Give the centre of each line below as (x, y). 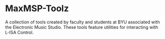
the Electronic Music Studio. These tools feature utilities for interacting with (82, 27)
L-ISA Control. (19, 32)
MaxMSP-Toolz (37, 9)
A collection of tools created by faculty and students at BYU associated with (82, 22)
